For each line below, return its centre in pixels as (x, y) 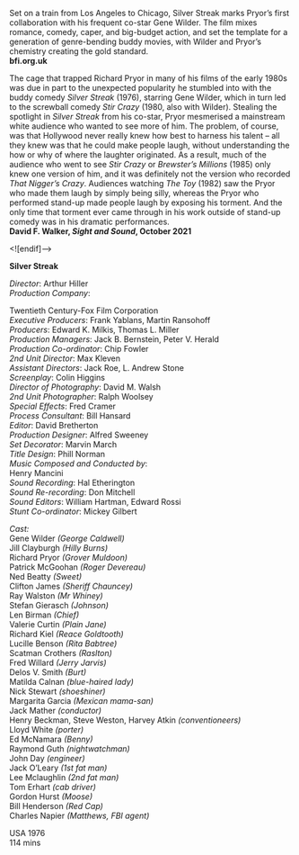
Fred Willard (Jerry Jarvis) (58, 662)
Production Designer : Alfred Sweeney (79, 435)
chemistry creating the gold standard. (79, 51)
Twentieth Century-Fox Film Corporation (84, 310)
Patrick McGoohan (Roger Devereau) (78, 567)
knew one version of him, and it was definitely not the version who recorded (150, 174)
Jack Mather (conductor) (55, 711)
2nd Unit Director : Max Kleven (65, 358)
